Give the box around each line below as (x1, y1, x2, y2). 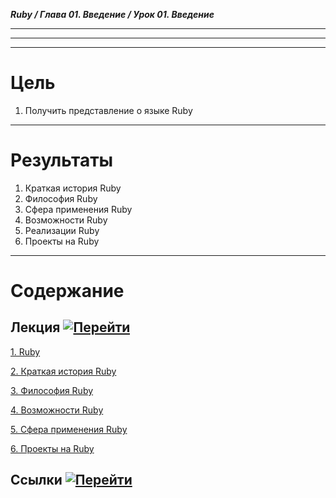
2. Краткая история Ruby (10, 365, 117, 377)
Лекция (10, 319, 61, 336)
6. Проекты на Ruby (10, 442, 95, 454)
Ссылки (10, 472, 63, 489)
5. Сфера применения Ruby (10, 423, 128, 435)
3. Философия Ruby (10, 384, 94, 396)
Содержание (10, 280, 125, 303)
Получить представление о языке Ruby (24, 104, 193, 116)
